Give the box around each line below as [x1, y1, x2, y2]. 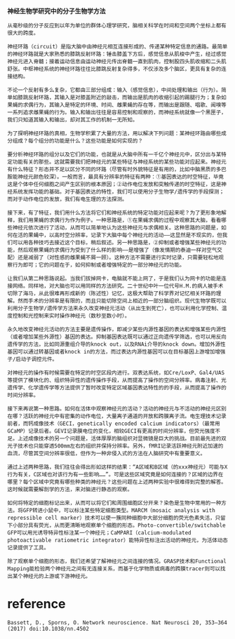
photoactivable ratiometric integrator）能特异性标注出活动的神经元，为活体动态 [7, 537, 228, 544]
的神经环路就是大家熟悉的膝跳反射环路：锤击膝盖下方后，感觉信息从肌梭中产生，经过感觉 [7, 51, 227, 58]
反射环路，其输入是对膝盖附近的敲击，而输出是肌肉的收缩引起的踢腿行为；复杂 [27, 94, 222, 101]
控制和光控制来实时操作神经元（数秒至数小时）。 [12, 312, 130, 319]
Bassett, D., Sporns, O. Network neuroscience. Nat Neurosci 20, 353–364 [7, 619, 228, 626]
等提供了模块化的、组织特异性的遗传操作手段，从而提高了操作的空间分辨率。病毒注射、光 [7, 377, 227, 384]
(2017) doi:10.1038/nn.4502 [7, 625, 90, 632]
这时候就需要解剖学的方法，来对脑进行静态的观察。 [7, 486, 133, 493]
